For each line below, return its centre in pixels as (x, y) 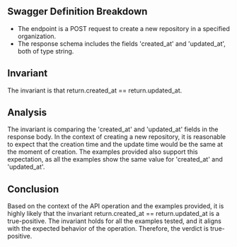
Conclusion (33, 189)
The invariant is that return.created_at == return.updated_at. (95, 90)
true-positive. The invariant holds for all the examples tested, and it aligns (114, 221)
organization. (37, 36)
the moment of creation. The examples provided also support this (103, 152)
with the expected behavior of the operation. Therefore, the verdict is (108, 229)
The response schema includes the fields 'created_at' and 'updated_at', (122, 43)
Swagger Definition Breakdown (77, 12)
